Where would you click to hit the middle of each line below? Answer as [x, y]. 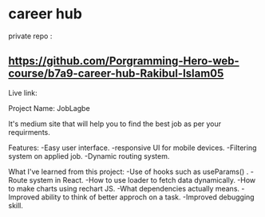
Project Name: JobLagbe [49, 108]
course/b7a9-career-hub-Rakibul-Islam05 [116, 74]
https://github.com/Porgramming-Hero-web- [124, 61]
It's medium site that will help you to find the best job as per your [115, 124]
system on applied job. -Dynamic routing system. [89, 156]
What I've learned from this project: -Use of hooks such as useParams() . [129, 172]
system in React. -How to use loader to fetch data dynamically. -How [142, 180]
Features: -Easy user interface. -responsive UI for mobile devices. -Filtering [132, 148]
